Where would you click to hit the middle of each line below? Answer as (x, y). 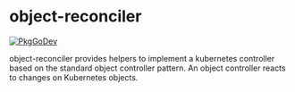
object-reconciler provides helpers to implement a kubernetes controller (142, 58)
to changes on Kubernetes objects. (74, 77)
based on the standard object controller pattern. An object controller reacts (147, 68)
